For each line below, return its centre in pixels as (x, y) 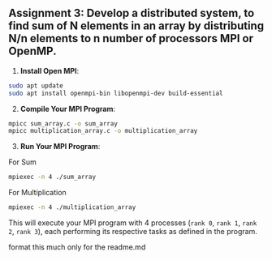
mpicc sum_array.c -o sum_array (63, 124)
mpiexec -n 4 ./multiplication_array (72, 207)
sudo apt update (36, 85)
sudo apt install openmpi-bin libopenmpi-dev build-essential (116, 93)
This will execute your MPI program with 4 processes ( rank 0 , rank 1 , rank (133, 223)
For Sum (22, 162)
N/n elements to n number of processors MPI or (131, 38)
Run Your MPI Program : (60, 147)
